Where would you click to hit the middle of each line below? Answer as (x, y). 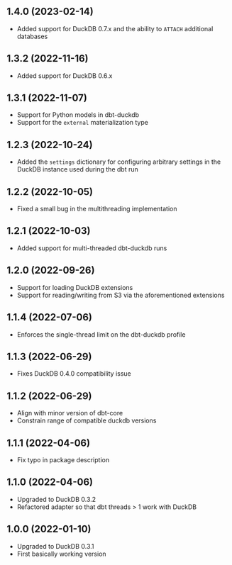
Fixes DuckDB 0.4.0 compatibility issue (74, 374)
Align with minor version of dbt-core (70, 413)
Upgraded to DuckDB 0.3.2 (56, 499)
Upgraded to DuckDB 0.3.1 (55, 546)
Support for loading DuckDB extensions (75, 287)
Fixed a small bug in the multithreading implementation (97, 209)
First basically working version (62, 554)
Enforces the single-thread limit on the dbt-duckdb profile (101, 334)
